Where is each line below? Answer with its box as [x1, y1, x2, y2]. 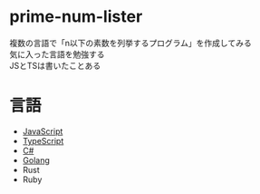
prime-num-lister [9, 6, 143, 27]
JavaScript [22, 125, 63, 137]
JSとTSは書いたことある [9, 60, 101, 71]
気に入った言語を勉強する [9, 48, 105, 60]
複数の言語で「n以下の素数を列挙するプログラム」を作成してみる [9, 37, 252, 48]
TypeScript [22, 135, 64, 146]
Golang [22, 154, 50, 165]
